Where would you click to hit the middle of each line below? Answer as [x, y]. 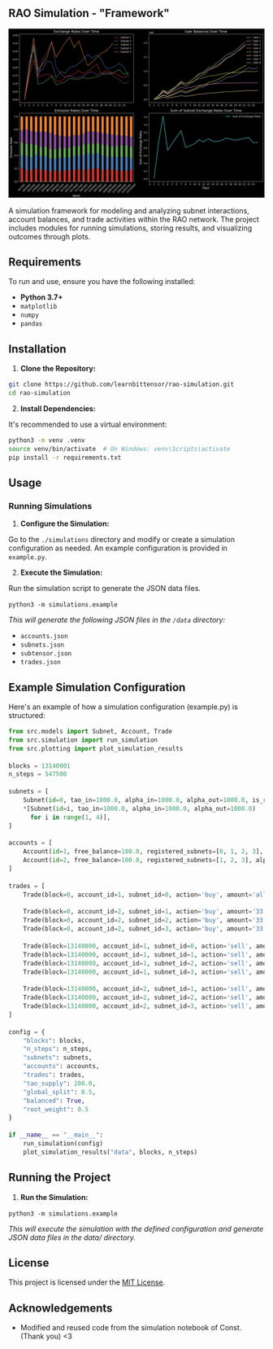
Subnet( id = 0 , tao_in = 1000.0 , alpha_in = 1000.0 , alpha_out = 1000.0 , [136, 800]
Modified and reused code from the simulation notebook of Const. [131, 1328]
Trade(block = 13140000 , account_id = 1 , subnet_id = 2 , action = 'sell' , [138, 963]
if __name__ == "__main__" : [56, 1135]
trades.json [40, 663]
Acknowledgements [61, 1308]
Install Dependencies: [58, 408]
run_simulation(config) [63, 1144]
